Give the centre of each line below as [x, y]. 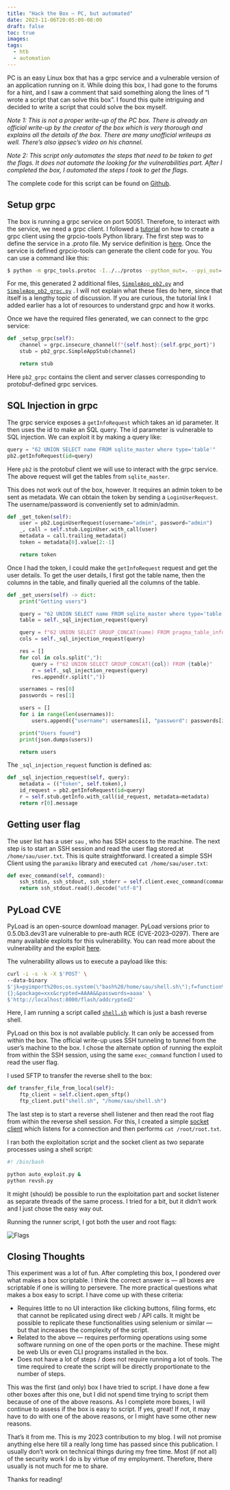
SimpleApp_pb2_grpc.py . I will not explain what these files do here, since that [115, 291]
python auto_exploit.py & [44, 1174]
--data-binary [27, 980]
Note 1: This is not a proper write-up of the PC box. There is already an [107, 120]
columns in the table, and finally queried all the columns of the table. [104, 582]
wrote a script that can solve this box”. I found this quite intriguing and [106, 100]
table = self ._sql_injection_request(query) [84, 620]
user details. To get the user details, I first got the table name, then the [106, 575]
